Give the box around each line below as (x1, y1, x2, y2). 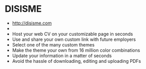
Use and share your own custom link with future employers (12, 36, 136, 42)
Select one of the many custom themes (12, 41, 95, 48)
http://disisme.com (12, 20, 52, 26)
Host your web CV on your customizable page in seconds (12, 31, 133, 37)
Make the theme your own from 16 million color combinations (12, 47, 140, 53)
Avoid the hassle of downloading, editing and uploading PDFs (12, 58, 141, 64)
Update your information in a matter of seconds (12, 52, 112, 59)
